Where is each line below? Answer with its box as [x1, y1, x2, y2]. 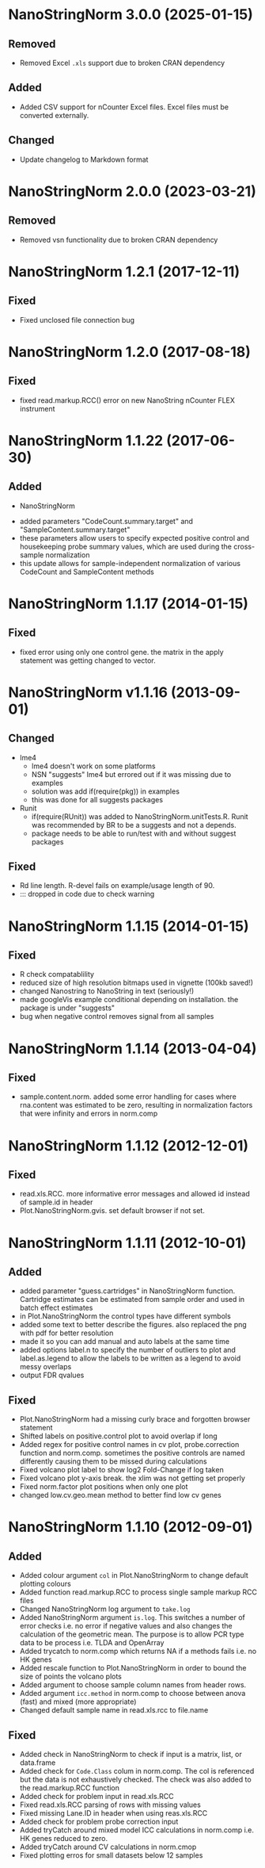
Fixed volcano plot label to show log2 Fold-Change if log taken [19, 1465, 224, 1475]
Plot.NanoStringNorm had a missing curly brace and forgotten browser [19, 1414, 251, 1424]
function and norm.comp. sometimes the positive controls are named [19, 1449, 245, 1458]
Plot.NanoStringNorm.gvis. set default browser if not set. [19, 1206, 206, 1215]
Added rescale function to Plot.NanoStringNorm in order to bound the [19, 1663, 247, 1673]
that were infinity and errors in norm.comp [19, 1108, 158, 1119]
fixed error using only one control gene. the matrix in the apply [19, 647, 224, 656]
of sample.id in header [19, 1197, 93, 1207]
